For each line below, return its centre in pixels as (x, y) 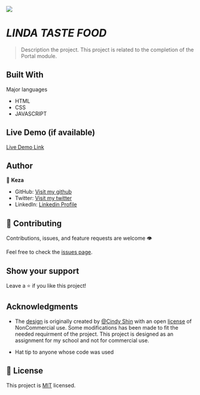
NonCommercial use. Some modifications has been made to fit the (96, 327)
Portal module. (39, 56)
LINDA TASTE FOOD (56, 33)
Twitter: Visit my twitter (43, 198)
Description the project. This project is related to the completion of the (107, 49)
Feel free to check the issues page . (49, 252)
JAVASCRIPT (31, 113)
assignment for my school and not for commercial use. (82, 340)
